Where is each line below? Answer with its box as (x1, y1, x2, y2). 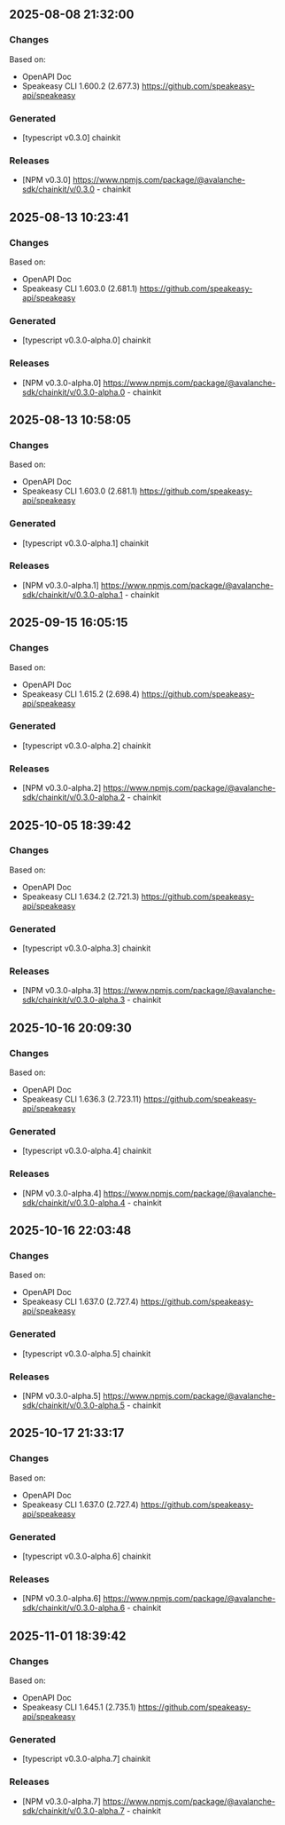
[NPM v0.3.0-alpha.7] (21, 1796, 102, 1806)
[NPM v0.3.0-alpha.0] (21, 377, 102, 388)
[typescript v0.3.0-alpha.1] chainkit (21, 537, 149, 549)
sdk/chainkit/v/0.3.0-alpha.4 (21, 1197, 126, 1208)
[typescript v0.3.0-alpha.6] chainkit (21, 1551, 151, 1561)
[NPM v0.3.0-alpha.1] (21, 580, 99, 590)
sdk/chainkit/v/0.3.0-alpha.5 (21, 1400, 126, 1410)
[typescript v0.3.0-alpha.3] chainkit (21, 943, 151, 953)
